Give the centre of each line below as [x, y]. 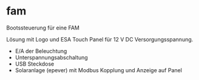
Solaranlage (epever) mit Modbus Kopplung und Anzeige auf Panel [98, 70]
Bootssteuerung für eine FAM [43, 28]
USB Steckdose [35, 64]
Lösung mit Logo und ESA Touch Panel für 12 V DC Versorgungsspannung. [100, 39]
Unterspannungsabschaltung [51, 57]
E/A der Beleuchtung [41, 51]
